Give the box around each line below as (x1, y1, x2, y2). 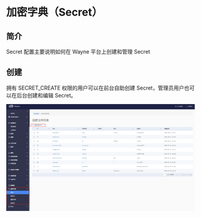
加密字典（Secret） (6, 5, 103, 19)
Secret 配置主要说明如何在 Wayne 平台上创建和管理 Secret (6, 48, 151, 55)
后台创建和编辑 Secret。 (16, 91, 77, 99)
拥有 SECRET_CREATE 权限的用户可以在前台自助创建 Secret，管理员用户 (6, 84, 184, 91)
